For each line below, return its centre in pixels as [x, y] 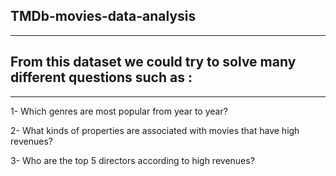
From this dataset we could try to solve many [153, 62]
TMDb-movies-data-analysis [103, 16]
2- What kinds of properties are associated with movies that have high [155, 130]
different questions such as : [101, 77]
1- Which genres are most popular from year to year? [119, 111]
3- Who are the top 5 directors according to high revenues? [132, 160]
